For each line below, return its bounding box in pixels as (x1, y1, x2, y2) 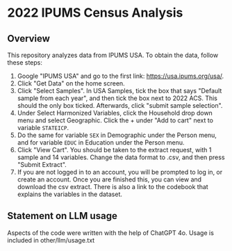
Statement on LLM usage (7, 210, 118, 222)
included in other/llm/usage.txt (7, 236, 95, 244)
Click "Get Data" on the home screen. (17, 79, 125, 88)
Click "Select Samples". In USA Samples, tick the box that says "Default (17, 87, 222, 95)
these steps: (7, 58, 43, 67)
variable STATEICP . (17, 124, 69, 131)
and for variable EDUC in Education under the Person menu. (17, 138, 185, 147)
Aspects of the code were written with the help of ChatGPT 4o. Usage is (7, 228, 214, 237)
